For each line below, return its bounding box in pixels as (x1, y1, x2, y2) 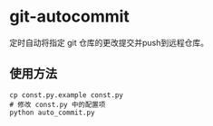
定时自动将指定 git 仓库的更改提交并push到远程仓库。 (9, 37, 208, 48)
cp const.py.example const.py (9, 90, 124, 100)
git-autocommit (9, 6, 130, 27)
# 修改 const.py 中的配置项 (9, 100, 106, 109)
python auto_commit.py (9, 108, 95, 117)
